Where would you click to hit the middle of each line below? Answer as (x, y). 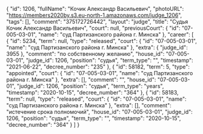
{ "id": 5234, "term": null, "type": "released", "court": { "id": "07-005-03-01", (101, 41)
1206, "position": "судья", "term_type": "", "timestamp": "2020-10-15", (94, 118)
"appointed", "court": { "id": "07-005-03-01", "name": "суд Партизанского (100, 73)
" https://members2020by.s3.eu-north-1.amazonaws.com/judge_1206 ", (94, 15)
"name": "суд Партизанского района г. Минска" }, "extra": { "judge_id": (97, 47)
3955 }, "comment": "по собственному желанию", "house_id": (85, 54)
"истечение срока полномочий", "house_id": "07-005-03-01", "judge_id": (99, 112)
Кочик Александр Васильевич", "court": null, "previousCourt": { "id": (93, 28)
